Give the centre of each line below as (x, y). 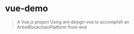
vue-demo (27, 8)
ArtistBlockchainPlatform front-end (52, 27)
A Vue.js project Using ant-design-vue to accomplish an (73, 22)
